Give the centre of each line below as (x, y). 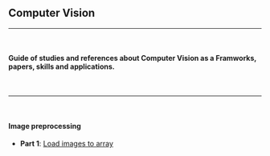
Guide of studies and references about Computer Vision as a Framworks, (133, 58)
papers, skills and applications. (61, 66)
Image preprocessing (45, 126)
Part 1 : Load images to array (67, 144)
